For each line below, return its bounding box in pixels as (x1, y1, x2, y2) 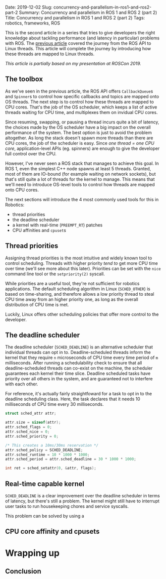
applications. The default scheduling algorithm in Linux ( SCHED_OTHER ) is (5, 286, 151, 292)
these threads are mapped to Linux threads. (5, 51, 95, 57)
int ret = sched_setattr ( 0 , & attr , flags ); (5, 465, 97, 471)
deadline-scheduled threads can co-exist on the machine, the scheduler (5, 365, 153, 371)
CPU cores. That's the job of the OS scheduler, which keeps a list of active (5, 104, 158, 110)
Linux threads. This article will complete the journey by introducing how (5, 46, 151, 51)
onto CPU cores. (5, 187, 39, 193)
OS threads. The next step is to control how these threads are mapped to (5, 99, 154, 105)
